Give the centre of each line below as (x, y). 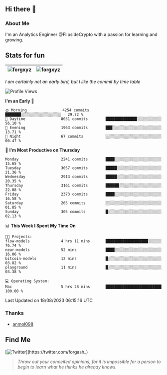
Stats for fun (25, 55)
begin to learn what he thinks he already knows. (67, 367)
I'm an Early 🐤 (20, 101)
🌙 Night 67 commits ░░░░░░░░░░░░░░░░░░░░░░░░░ (83, 136)
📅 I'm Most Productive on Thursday (43, 150)
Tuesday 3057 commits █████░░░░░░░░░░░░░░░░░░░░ (83, 168)
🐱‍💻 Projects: (19, 236)
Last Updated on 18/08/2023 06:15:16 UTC (49, 300)
